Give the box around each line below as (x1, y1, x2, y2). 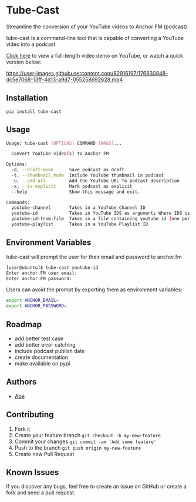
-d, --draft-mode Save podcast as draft (11, 167, 125, 173)
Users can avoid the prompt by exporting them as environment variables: (6, 286, 183, 293)
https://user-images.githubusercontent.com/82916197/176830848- (6, 69, 168, 77)
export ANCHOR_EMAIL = (6, 298, 59, 304)
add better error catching (14, 341, 76, 348)
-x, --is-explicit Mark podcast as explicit (11, 183, 133, 189)
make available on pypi (14, 360, 70, 367)
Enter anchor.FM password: (6, 275, 72, 281)
